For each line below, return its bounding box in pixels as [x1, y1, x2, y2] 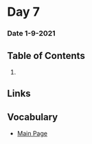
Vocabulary [7, 111, 58, 123]
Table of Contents [7, 49, 86, 62]
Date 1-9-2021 [7, 29, 56, 38]
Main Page [16, 130, 48, 138]
